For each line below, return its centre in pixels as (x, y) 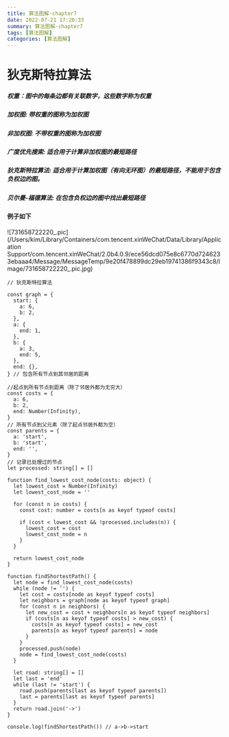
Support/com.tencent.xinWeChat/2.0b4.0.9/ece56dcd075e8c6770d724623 (114, 254)
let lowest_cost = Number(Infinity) (65, 486)
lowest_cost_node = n (56, 534)
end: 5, (30, 355)
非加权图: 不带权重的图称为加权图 (54, 133)
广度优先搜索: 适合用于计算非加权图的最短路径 (72, 152)
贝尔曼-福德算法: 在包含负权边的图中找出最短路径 (76, 197)
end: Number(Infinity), (47, 411)
